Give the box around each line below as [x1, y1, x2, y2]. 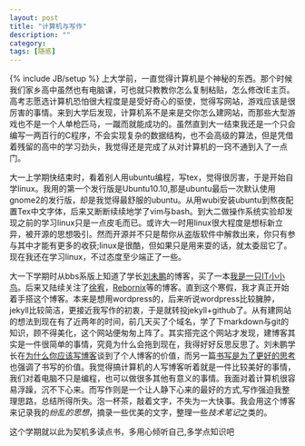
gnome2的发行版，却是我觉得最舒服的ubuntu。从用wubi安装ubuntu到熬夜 [9, 194, 286, 205]
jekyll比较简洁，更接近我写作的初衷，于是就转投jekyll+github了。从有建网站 [9, 305, 292, 316]
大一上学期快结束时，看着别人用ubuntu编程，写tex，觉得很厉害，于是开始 [9, 172, 286, 183]
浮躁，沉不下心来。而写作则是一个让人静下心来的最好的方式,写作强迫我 [16, 384, 283, 395]
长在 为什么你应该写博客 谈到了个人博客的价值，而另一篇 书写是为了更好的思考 [9, 351, 296, 362]
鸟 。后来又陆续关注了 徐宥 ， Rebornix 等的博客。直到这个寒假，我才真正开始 [9, 282, 290, 293]
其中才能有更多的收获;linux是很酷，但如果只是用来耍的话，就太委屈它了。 [16, 240, 292, 251]
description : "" [9, 30, 71, 39]
